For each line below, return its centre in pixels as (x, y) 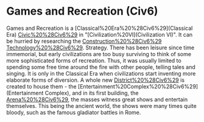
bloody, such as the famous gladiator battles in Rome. (74, 112)
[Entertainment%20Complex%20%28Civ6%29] (138, 86)
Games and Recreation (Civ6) (82, 11)
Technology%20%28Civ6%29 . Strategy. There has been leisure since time (100, 48)
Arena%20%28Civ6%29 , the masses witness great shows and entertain (97, 99)
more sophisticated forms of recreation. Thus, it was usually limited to (94, 60)
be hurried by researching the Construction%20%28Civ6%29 (84, 41)
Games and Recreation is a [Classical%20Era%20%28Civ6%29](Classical (100, 28)
